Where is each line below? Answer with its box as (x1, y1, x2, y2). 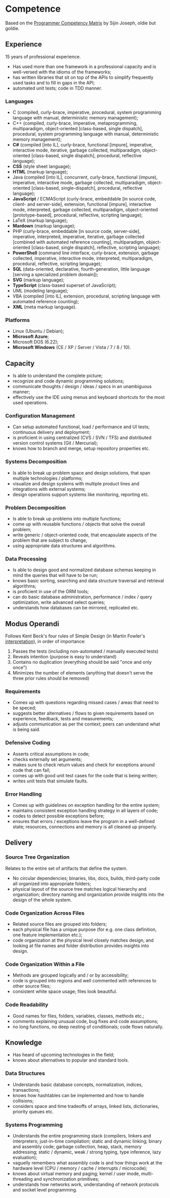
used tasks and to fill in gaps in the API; (12, 79, 95, 85)
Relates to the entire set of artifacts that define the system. (5, 865, 128, 871)
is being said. (12, 726, 40, 733)
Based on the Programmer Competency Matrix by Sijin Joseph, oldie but (5, 20, 156, 26)
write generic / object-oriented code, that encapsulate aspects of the (12, 532, 157, 538)
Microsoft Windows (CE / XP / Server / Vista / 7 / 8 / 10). (12, 344, 132, 350)
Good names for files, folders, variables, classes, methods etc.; (12, 1013, 145, 1019)
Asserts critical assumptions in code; (12, 751, 90, 757)
